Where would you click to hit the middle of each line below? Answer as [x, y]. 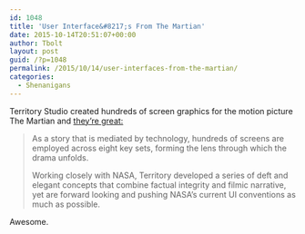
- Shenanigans [44, 85]
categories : [32, 77]
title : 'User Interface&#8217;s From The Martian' [107, 26]
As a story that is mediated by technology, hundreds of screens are [158, 138]
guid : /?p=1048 [38, 60]
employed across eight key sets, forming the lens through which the [159, 148]
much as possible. [66, 204]
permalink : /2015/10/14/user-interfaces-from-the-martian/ [124, 69]
